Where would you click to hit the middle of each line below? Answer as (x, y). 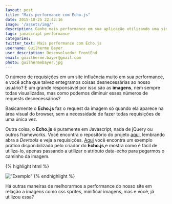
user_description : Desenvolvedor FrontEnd (51, 53)
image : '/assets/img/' (29, 24)
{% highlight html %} (27, 166)
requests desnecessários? (33, 99)
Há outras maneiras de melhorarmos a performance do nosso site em (79, 186)
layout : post (19, 10)
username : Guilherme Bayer (34, 48)
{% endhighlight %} (54, 176)
